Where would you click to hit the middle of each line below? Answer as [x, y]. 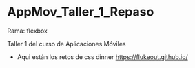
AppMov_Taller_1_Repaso [81, 12]
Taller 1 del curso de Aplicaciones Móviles [66, 44]
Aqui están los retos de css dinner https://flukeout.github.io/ [102, 57]
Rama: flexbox [28, 31]
